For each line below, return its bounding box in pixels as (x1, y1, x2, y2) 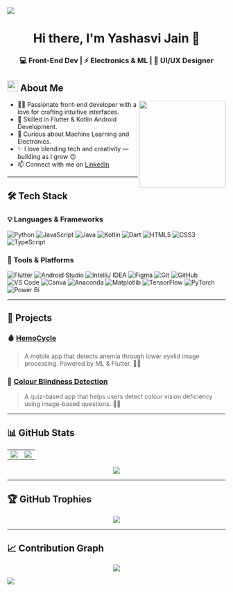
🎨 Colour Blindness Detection (7, 376, 108, 386)
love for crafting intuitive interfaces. (17, 108, 119, 116)
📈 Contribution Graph (7, 542, 104, 554)
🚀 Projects (7, 312, 53, 324)
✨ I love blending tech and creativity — (17, 144, 129, 153)
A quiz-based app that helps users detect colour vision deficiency (24, 392, 213, 400)
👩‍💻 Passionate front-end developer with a (17, 100, 137, 108)
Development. (17, 122, 58, 130)
